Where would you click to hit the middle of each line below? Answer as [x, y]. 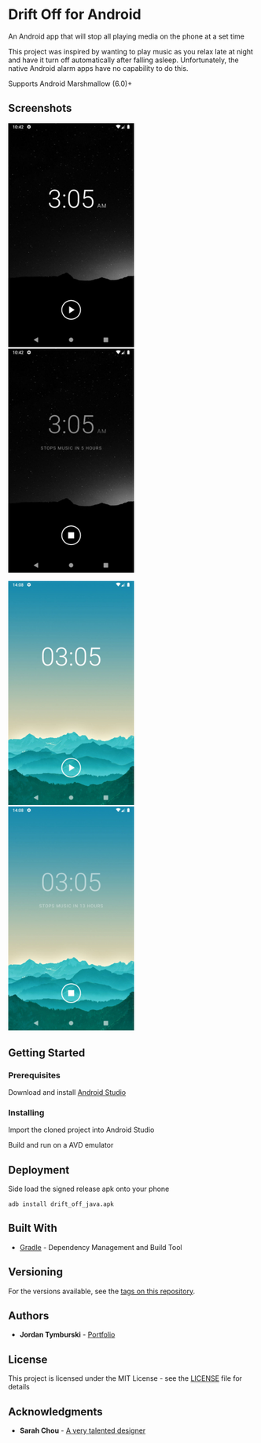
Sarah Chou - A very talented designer [83, 1430]
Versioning [35, 1272]
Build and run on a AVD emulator [61, 1145]
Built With [33, 1228]
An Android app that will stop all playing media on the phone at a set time [127, 36]
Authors [29, 1316]
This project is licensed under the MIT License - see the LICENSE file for [125, 1378]
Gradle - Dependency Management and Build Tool [101, 1247]
